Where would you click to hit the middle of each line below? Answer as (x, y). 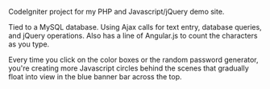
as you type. (29, 44)
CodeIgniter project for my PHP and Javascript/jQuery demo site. (116, 12)
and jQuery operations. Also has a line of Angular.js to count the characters (133, 36)
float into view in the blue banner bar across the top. (96, 77)
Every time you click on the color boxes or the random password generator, (134, 60)
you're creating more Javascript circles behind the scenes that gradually (129, 68)
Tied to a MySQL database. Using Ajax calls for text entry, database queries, (135, 27)
